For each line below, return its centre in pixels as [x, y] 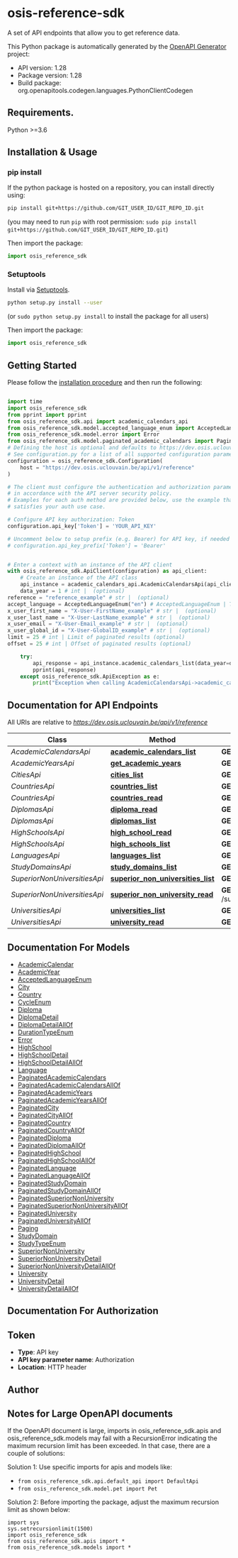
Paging [28, 1228]
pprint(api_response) [65, 670]
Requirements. [41, 113]
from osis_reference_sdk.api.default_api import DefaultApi [108, 1481]
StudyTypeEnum [41, 1243]
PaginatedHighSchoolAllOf [56, 1160]
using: [16, 195]
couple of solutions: [36, 1454]
